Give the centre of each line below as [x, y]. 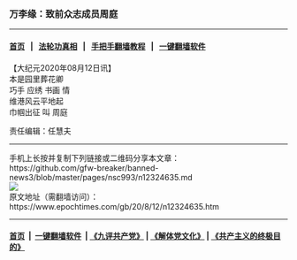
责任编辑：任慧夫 [40, 131]
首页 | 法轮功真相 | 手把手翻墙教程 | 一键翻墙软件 [107, 46]
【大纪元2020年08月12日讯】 [63, 67]
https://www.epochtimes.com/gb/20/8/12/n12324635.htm [114, 206]
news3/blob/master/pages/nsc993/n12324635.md [101, 177]
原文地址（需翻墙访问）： [54, 196]
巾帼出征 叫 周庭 [38, 111]
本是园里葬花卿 [36, 79]
